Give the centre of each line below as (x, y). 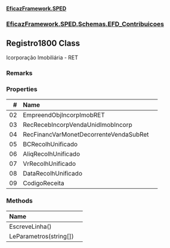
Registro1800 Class (43, 43)
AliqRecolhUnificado (52, 154)
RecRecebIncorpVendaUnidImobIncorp (78, 125)
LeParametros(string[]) (41, 236)
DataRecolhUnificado (52, 173)
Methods (19, 201)
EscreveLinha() (30, 226)
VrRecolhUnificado (50, 164)
